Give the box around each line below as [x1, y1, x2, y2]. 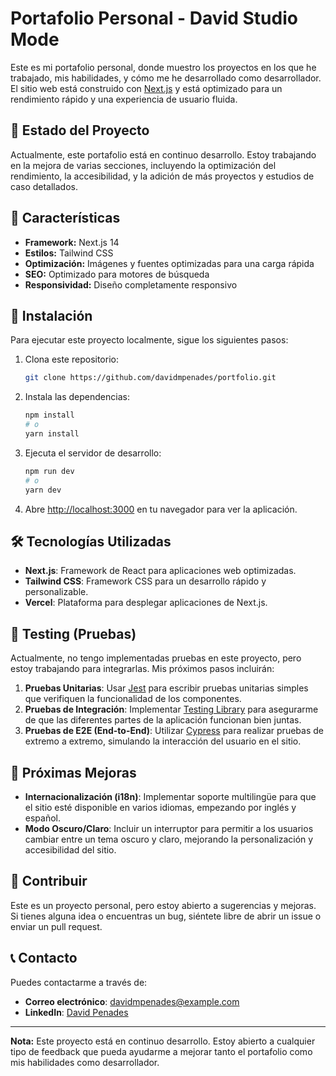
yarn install [24, 429, 80, 439]
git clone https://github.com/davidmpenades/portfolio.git [24, 373, 277, 383]
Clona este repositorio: [24, 353, 119, 366]
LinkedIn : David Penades [24, 1006, 129, 1018]
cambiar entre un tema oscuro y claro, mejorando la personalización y [24, 833, 314, 845]
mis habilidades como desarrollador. [10, 1056, 160, 1068]
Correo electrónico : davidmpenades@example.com [24, 995, 240, 1007]
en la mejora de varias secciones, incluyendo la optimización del [10, 159, 277, 171]
